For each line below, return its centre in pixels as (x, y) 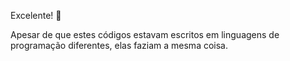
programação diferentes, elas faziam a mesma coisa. (119, 45)
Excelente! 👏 (36, 15)
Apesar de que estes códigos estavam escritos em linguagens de (145, 34)
